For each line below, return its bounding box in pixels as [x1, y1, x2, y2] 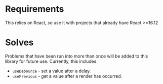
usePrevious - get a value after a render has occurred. [12, 73, 122, 79]
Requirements [5, 3, 64, 15]
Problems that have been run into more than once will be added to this [5, 53, 148, 59]
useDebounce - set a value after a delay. [12, 68, 91, 74]
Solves [5, 37, 34, 48]
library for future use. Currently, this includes [5, 58, 97, 64]
